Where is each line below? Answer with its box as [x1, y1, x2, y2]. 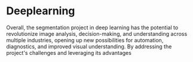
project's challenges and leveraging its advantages [6, 49, 131, 56]
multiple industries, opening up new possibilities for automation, [6, 36, 164, 44]
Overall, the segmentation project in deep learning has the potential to [6, 24, 179, 31]
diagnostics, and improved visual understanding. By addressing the [6, 43, 172, 50]
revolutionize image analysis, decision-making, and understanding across [6, 30, 188, 37]
